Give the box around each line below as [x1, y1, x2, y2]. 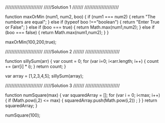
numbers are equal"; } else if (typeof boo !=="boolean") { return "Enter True [5, 19, 160, 25]
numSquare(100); [5, 112, 41, 118]
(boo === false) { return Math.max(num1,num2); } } [5, 30, 109, 35]
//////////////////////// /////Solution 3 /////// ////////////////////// [5, 82, 120, 88]
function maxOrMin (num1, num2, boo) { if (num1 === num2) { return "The [5, 14, 156, 19]
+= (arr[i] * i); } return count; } [5, 64, 66, 69]
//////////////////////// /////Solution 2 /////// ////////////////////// [5, 49, 120, 54]
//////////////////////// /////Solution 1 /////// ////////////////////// [5, 4, 119, 10]
